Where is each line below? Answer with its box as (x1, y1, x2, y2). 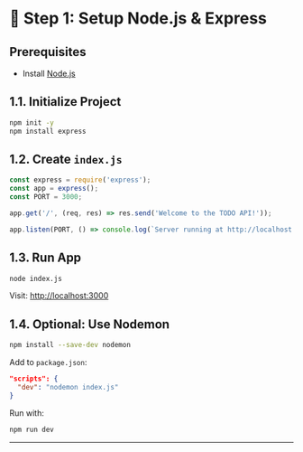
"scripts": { (9, 374, 59, 383)
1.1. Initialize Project (9, 94, 122, 109)
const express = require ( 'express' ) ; (9, 175, 151, 184)
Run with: (9, 407, 45, 419)
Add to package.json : (9, 357, 87, 368)
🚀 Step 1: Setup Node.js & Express (9, 8, 268, 29)
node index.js (9, 274, 63, 283)
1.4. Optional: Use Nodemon (9, 316, 170, 332)
